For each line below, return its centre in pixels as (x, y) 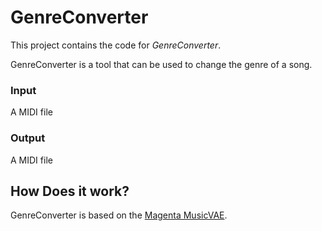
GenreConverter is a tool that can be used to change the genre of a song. (161, 64)
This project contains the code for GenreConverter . (116, 45)
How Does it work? (70, 191)
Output (28, 138)
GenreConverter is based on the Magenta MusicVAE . (119, 215)
